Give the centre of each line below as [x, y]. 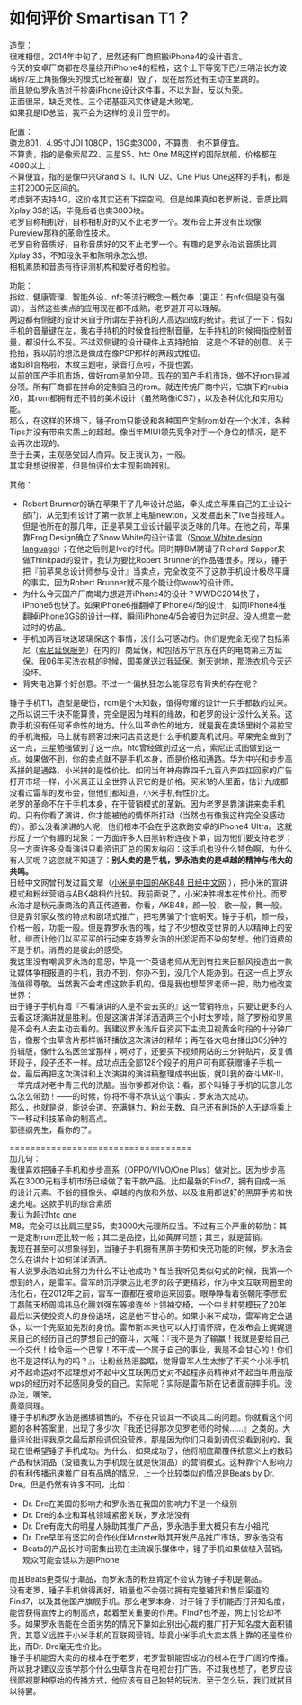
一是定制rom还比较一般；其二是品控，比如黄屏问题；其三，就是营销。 [138, 1236]
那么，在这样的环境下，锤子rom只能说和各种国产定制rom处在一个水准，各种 [150, 420]
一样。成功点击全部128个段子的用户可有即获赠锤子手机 [173, 1062]
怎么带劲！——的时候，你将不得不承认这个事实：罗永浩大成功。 [135, 1096]
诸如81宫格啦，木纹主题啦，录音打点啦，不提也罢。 [104, 364]
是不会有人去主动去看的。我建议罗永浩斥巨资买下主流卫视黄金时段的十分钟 [147, 1028]
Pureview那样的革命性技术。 [62, 232]
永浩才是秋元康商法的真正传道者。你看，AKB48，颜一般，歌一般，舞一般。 [148, 905]
